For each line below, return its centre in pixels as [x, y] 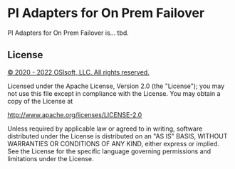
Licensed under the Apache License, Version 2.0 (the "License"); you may [116, 86]
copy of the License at [40, 101]
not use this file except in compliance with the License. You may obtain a [114, 93]
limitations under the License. [51, 158]
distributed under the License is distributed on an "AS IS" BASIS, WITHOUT [117, 136]
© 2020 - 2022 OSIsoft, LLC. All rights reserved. [78, 72]
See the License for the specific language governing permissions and [109, 151]
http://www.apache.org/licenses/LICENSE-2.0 [75, 114]
